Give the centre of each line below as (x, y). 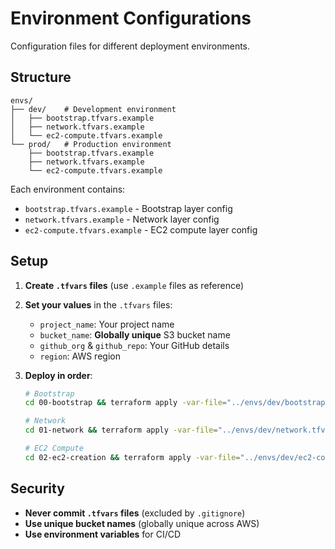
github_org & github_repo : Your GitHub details (134, 345)
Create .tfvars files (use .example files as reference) (134, 285)
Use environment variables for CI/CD (103, 534)
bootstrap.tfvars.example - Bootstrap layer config (128, 208)
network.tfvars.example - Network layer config (122, 219)
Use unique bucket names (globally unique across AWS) (142, 523)
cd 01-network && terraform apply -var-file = (121, 430)
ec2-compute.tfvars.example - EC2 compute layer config (141, 229)
